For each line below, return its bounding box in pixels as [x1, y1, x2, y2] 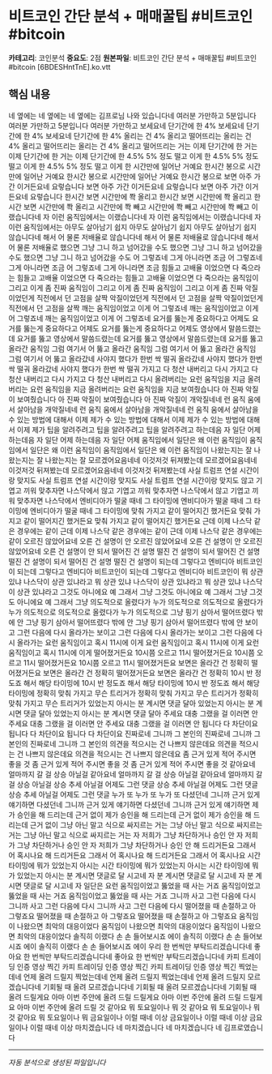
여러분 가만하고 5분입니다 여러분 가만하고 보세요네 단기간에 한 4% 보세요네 [8, 121, 244, 131]
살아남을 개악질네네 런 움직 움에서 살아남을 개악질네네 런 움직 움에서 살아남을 [16, 404, 259, 414]
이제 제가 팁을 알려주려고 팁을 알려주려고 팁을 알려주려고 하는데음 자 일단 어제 [16, 425, 261, 434]
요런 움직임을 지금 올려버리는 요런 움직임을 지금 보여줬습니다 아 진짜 [29, 384, 244, 394]
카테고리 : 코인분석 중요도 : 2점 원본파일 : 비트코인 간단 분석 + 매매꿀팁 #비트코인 [8, 53, 257, 62]
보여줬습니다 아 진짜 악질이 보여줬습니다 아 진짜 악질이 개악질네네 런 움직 [16, 394, 246, 404]
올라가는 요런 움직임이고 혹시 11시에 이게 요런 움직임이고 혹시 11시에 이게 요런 [16, 637, 260, 647]
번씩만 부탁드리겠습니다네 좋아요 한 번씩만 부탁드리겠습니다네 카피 [32, 952, 240, 961]
